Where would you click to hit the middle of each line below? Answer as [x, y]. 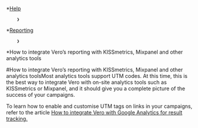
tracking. [17, 119]
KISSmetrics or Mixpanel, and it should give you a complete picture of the [96, 88]
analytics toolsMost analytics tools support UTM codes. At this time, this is [97, 76]
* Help [14, 9]
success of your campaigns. [41, 95]
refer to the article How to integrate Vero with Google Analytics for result [94, 112]
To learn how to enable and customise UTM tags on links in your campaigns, [99, 106]
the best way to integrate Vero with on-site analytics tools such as [87, 82]
